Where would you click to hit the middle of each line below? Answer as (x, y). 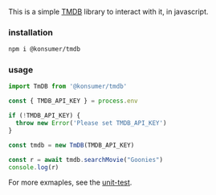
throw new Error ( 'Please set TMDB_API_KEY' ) (91, 123)
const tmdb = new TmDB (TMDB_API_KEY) (71, 145)
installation (31, 32)
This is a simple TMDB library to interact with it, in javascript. (108, 12)
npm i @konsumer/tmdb (45, 49)
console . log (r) (34, 167)
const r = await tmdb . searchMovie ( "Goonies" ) (86, 160)
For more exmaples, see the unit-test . (70, 183)
